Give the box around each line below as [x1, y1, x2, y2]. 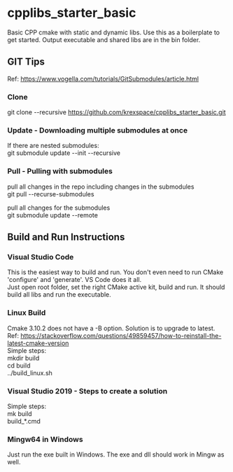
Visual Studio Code [7, 252, 74, 262]
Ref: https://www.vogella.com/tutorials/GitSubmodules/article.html [7, 74, 199, 83]
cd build [7, 361, 31, 370]
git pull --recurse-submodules [7, 189, 94, 198]
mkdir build [7, 353, 40, 362]
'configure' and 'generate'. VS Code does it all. [7, 276, 142, 284]
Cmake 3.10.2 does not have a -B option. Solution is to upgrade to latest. [7, 324, 216, 332]
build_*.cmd [7, 417, 41, 425]
